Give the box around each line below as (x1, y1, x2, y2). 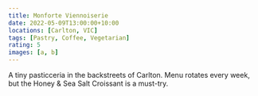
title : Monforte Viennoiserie (8, 11, 109, 20)
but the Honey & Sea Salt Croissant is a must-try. (8, 79, 169, 88)
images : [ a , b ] (8, 48, 59, 56)
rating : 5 (8, 41, 41, 49)
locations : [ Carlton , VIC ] (8, 26, 98, 34)
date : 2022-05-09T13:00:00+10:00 (8, 19, 119, 27)
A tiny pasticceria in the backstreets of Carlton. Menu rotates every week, (8, 71, 251, 79)
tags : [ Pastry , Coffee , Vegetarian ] (8, 33, 130, 42)
